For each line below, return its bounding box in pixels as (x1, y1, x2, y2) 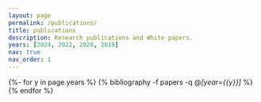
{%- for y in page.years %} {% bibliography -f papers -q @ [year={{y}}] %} (8, 77, 254, 87)
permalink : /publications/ (8, 19, 98, 27)
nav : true (8, 48, 41, 56)
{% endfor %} (8, 85, 54, 95)
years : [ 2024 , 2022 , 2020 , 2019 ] (8, 41, 119, 49)
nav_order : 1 (8, 56, 52, 64)
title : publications (8, 26, 77, 34)
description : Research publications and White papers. (8, 33, 194, 42)
